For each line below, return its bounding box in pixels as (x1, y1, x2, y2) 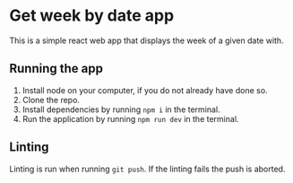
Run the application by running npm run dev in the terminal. (22, 113, 239, 124)
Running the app (9, 61, 103, 76)
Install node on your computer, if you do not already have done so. (22, 84, 268, 95)
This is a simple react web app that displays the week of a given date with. (9, 35, 284, 46)
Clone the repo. (22, 94, 81, 105)
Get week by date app (9, 5, 175, 26)
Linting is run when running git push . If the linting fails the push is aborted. (9, 163, 286, 174)
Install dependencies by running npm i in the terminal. (22, 104, 221, 115)
